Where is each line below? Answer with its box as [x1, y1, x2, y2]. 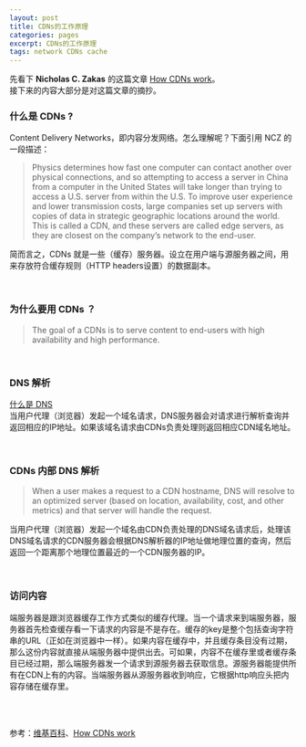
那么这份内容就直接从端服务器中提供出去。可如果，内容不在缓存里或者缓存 [9, 646, 289, 658]
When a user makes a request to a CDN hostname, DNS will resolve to [31, 486, 295, 497]
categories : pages [9, 30, 79, 39]
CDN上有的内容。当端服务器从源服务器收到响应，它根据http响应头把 [25, 668, 281, 680]
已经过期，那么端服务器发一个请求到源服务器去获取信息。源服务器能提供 [16, 658, 289, 668]
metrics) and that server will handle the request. [31, 505, 212, 516]
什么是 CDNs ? [9, 110, 74, 123]
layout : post [9, 13, 59, 23]
